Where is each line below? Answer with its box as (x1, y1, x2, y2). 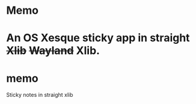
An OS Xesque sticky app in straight (6, 31, 191, 45)
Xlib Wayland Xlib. (6, 44, 100, 58)
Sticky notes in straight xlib (6, 91, 73, 99)
